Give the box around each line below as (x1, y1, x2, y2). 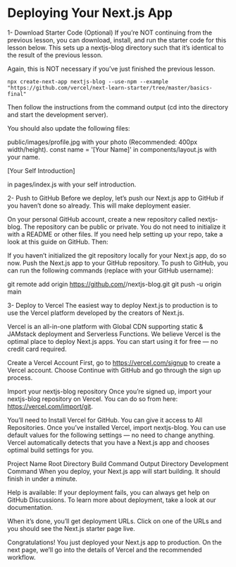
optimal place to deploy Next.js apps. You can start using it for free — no (7, 337, 218, 345)
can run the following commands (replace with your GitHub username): (7, 266, 213, 275)
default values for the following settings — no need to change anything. (7, 431, 215, 439)
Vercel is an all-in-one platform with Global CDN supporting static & (7, 322, 204, 330)
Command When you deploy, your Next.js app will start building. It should (7, 467, 221, 475)
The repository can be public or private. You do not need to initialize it (23, 222, 226, 231)
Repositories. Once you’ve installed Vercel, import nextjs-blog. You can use (7, 423, 227, 431)
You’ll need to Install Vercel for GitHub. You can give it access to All (7, 415, 203, 424)
